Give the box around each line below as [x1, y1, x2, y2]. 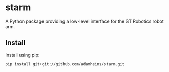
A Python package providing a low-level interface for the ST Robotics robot [5, 18, 164, 24]
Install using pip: [5, 52, 40, 58]
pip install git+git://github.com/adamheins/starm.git [5, 61, 125, 67]
